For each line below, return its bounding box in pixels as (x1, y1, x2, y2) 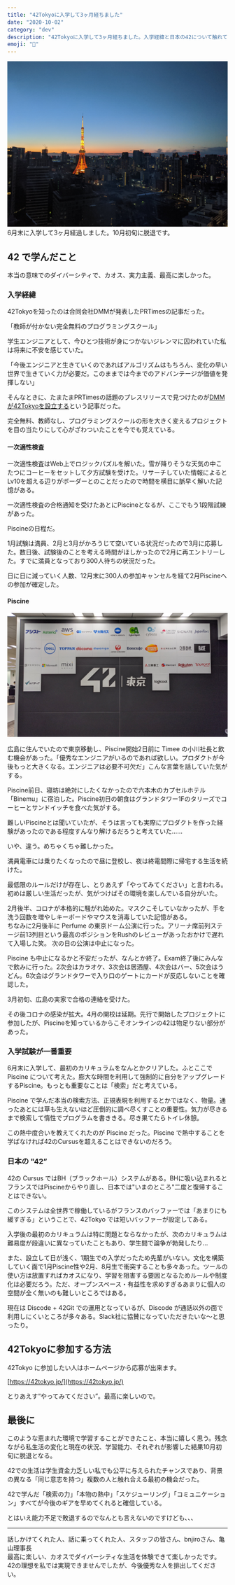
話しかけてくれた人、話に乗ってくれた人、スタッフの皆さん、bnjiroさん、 (7, 1535, 219, 1544)
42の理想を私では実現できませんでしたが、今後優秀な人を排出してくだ (7, 1561, 211, 1570)
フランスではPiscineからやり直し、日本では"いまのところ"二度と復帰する (7, 1182, 218, 1191)
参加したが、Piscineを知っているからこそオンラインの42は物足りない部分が (7, 1019, 226, 1027)
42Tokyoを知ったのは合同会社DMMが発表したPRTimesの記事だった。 (7, 307, 208, 316)
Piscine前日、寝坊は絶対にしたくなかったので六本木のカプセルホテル (7, 786, 206, 795)
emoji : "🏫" (7, 41, 39, 48)
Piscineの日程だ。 (7, 524, 59, 533)
